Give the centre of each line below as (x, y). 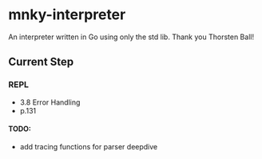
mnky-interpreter (67, 15)
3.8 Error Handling (50, 102)
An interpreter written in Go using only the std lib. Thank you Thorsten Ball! (131, 37)
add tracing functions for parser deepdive (89, 146)
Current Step (41, 62)
